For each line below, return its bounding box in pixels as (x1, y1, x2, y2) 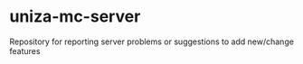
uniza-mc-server (9, 6, 141, 27)
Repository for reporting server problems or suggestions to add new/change (9, 36, 294, 47)
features (9, 45, 41, 56)
